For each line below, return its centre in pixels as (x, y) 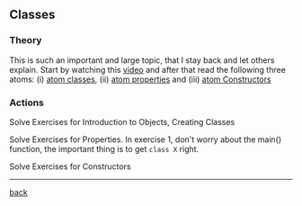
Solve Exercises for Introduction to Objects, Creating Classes (122, 121)
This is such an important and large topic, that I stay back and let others (142, 60)
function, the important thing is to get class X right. (104, 148)
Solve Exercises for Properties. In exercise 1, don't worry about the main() (146, 139)
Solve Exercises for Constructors (71, 166)
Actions (27, 103)
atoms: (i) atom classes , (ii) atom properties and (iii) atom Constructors (140, 79)
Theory (26, 40)
